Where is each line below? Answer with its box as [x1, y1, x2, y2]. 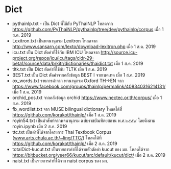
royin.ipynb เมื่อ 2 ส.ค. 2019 [12, 123, 67, 129]
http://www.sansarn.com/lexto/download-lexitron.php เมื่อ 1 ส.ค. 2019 [12, 43, 156, 50]
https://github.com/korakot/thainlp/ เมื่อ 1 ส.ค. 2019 [12, 111, 117, 118]
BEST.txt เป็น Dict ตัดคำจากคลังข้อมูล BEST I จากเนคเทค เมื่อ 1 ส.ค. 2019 [12, 71, 145, 78]
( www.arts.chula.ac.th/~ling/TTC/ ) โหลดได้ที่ [12, 134, 102, 141]
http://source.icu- [101, 49, 138, 55]
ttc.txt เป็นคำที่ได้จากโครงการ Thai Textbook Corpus [12, 129, 112, 135]
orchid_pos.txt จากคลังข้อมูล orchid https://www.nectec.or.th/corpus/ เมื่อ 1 [12, 94, 162, 101]
